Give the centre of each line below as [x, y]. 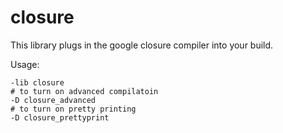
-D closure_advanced [53, 100]
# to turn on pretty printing [73, 109]
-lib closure [37, 82]
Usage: [25, 64]
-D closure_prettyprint [60, 117]
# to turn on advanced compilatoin [84, 91]
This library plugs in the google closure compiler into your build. [142, 45]
